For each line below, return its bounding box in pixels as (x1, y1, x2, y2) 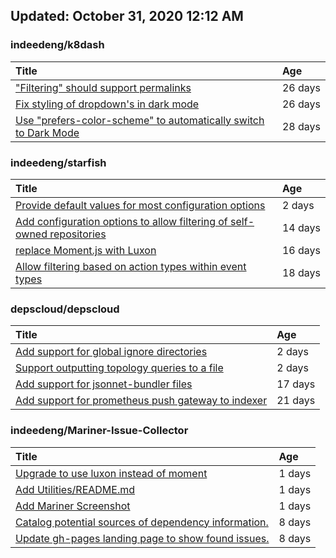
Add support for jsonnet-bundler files (15, 377, 193, 391)
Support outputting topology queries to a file (15, 361, 224, 375)
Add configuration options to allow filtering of (15, 214, 228, 228)
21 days (276, 394, 316, 408)
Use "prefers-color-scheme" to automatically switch (15, 113, 265, 127)
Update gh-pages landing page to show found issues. (15, 531, 270, 545)
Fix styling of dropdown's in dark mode (15, 97, 200, 111)
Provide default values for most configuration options (15, 198, 266, 212)
